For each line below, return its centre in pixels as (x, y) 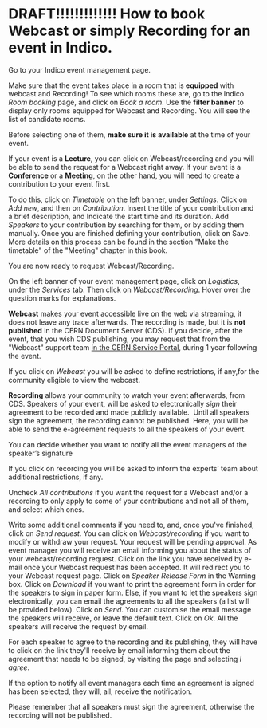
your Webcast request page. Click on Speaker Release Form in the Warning (132, 576)
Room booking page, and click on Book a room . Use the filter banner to (126, 102)
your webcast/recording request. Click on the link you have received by (126, 558)
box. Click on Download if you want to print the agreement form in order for (132, 584)
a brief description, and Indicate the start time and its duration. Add (119, 216)
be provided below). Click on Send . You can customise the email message (130, 609)
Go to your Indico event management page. (80, 69)
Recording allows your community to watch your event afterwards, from (127, 395)
